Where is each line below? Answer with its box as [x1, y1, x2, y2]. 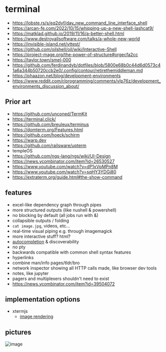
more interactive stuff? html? [12, 233, 71, 239]
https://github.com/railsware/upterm [12, 142, 86, 148]
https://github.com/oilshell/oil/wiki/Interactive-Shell [12, 46, 117, 52]
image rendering [19, 314, 53, 320]
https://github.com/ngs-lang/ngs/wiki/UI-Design [12, 153, 111, 159]
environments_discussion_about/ [12, 83, 80, 89]
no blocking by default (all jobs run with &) [12, 212, 99, 218]
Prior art [5, 98, 31, 106]
